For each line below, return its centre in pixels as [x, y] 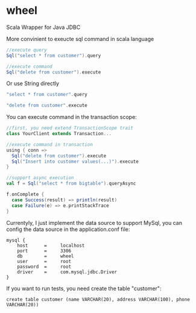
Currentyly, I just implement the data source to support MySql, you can [94, 223]
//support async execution [40, 178]
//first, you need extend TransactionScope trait [70, 128]
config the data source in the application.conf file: [68, 229]
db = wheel [46, 256]
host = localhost [51, 245]
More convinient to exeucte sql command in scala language [80, 39]
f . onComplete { [25, 194]
